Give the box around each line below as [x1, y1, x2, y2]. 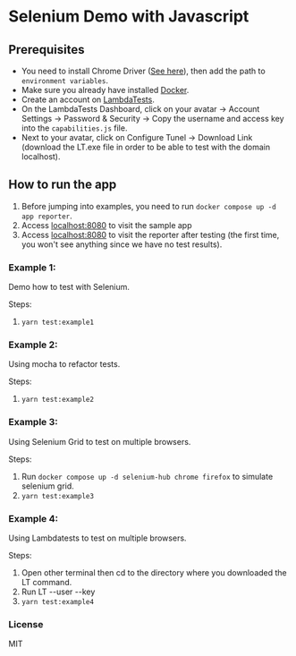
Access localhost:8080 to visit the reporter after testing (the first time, [21, 229, 280, 240]
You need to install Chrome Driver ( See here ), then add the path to [21, 65, 266, 76]
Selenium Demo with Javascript [8, 6, 249, 27]
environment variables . [21, 75, 109, 86]
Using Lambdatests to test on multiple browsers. [8, 532, 187, 543]
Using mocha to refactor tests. [8, 359, 121, 370]
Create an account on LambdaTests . [21, 94, 156, 105]
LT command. [21, 577, 72, 587]
